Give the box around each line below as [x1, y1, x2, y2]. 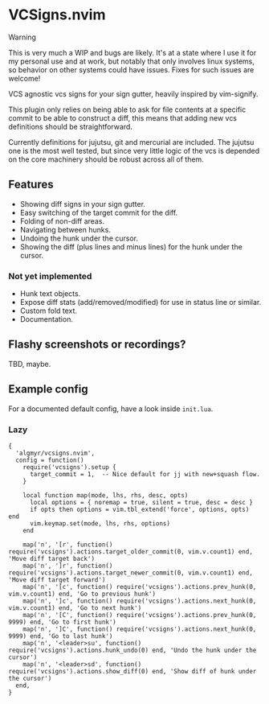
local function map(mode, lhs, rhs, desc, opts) [22, 491, 189, 500]
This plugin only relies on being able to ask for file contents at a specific [8, 105, 247, 114]
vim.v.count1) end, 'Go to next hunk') [8, 603, 142, 612]
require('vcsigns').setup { [22, 463, 116, 471]
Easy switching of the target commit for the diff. [19, 208, 178, 217]
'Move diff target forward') [8, 575, 106, 584]
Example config [8, 382, 88, 396]
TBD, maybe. [8, 359, 51, 368]
